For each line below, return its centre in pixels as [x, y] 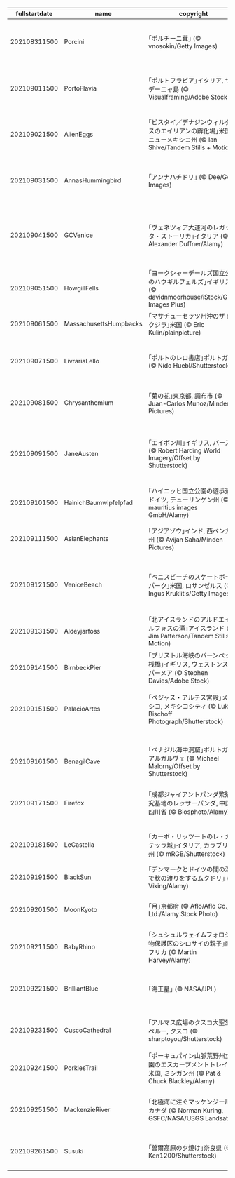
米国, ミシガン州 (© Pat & [185, 1073]
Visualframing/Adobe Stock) [189, 97]
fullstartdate [34, 13]
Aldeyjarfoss [82, 631]
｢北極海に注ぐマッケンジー [186, 1102]
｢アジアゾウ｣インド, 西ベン [186, 531]
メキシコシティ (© [190, 706]
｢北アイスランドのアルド [183, 619]
